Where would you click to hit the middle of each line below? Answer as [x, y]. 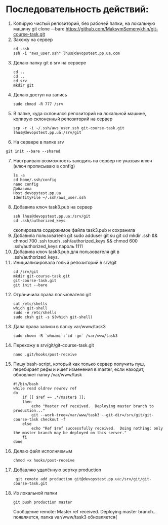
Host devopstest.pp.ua [37, 193]
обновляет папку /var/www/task [48, 374]
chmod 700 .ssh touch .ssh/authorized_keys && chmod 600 [75, 241]
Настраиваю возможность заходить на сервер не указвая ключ [82, 160]
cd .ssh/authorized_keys [39, 221]
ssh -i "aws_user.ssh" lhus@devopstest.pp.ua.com [67, 53]
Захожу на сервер [33, 40]
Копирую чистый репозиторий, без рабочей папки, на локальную [84, 23]
